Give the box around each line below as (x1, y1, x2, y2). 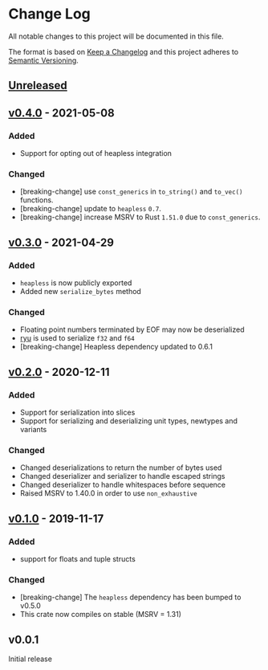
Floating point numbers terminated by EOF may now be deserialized (19, 325, 245, 334)
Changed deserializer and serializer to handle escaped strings (19, 472, 225, 481)
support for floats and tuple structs (19, 554, 136, 563)
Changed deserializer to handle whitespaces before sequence (19, 480, 226, 490)
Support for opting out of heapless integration (19, 149, 173, 158)
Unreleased (8, 79, 68, 92)
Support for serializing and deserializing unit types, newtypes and (19, 415, 238, 426)
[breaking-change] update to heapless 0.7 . (19, 204, 162, 214)
